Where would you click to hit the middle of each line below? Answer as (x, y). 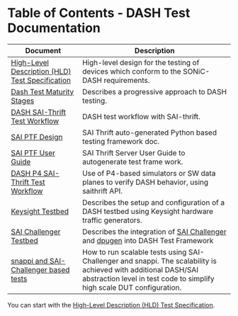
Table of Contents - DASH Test (99, 13)
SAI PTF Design (37, 137)
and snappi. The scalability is (169, 261)
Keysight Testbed (40, 211)
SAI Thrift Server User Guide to (134, 152)
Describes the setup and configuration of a (154, 202)
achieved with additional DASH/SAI (141, 269)
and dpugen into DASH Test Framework (148, 240)
